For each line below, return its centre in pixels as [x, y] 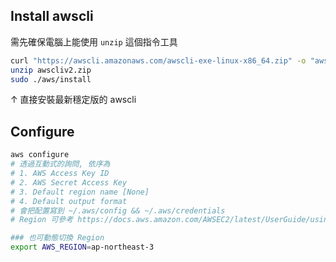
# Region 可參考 [42, 220]
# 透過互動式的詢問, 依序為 [60, 164]
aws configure [40, 155]
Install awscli [52, 16]
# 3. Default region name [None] [80, 192]
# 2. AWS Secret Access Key [69, 182]
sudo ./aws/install [51, 79]
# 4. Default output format [69, 201]
